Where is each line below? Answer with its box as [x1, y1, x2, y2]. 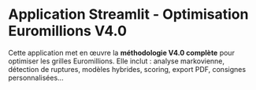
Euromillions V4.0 [8, 22, 128, 40]
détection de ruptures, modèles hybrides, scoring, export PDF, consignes [8, 64, 247, 74]
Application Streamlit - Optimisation [8, 5, 249, 23]
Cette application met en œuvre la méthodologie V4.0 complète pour [8, 48, 235, 57]
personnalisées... [8, 73, 65, 82]
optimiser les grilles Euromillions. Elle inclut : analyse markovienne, [8, 56, 225, 66]
